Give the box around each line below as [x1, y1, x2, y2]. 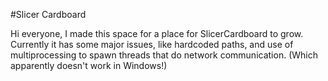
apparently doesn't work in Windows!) [10, 60, 168, 71]
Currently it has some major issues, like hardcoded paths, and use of [10, 39, 294, 50]
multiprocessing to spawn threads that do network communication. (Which [10, 49, 318, 61]
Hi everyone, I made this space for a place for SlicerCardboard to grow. [10, 28, 304, 39]
